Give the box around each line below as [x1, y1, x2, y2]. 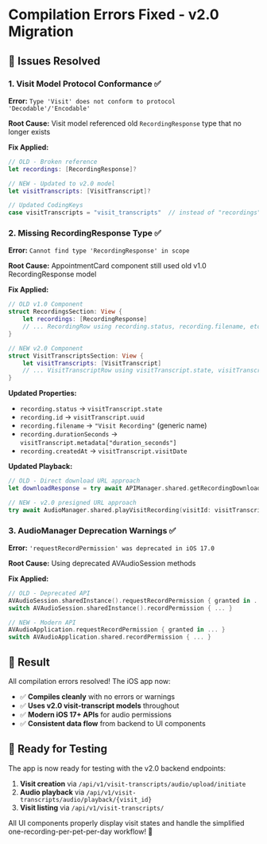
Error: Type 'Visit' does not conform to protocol [8, 96, 176, 105]
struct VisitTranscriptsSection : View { [8, 352, 145, 360]
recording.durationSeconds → [19, 429, 118, 439]
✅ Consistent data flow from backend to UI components [19, 719, 207, 729]
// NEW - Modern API [8, 619, 77, 627]
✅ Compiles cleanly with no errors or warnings [19, 692, 176, 701]
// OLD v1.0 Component [8, 300, 83, 308]
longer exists [8, 127, 51, 136]
